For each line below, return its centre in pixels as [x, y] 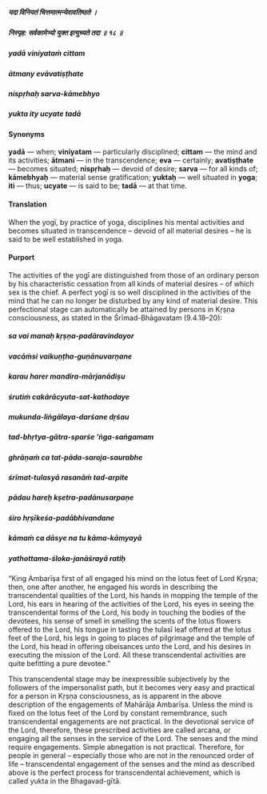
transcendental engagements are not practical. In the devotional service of [131, 721]
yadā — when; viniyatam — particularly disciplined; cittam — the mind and [133, 152]
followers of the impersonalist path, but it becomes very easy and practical [132, 687]
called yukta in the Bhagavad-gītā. [65, 780]
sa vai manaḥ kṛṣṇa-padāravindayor [71, 336]
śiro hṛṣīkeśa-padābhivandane [62, 518]
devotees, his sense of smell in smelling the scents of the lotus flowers [125, 620]
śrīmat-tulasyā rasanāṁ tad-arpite [68, 478]
